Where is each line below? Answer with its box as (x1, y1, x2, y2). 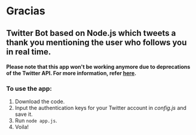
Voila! (14, 124, 29, 131)
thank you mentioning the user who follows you (6, 37, 187, 47)
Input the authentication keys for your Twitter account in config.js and (14, 105, 187, 112)
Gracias (6, 4, 46, 18)
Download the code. (14, 98, 65, 105)
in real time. (6, 47, 51, 57)
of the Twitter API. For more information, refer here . (6, 70, 136, 77)
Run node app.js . (14, 117, 58, 124)
